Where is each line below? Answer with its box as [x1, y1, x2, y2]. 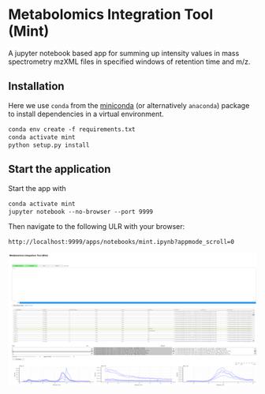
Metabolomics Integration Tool [8, 6, 214, 24]
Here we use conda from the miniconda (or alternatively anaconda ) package [8, 100, 250, 110]
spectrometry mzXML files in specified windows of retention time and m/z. [8, 57, 251, 66]
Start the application [8, 163, 111, 176]
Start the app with [8, 183, 67, 193]
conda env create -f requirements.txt [8, 125, 136, 133]
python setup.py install [8, 141, 90, 149]
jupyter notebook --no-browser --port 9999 [8, 208, 154, 216]
